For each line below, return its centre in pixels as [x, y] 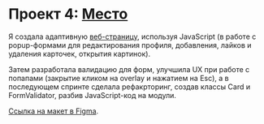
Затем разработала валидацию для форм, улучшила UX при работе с [129, 69]
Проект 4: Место [68, 14]
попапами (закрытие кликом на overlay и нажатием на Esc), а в [119, 78]
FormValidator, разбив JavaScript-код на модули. [93, 95]
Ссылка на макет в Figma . [54, 111]
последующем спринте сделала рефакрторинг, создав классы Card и [129, 87]
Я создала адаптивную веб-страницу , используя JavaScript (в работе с [132, 36]
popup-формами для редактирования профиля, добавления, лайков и [130, 45]
